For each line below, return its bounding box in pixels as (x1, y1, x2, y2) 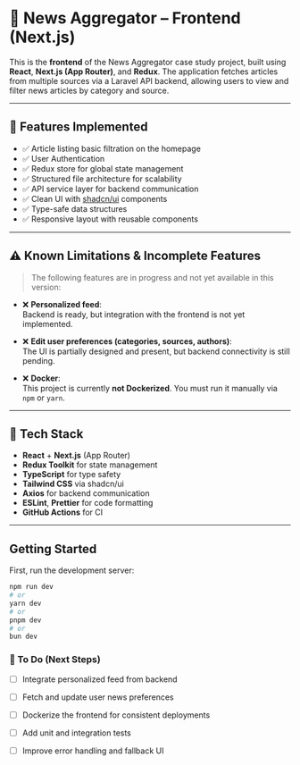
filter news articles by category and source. (9, 85, 170, 96)
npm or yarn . (21, 392, 65, 403)
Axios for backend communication (21, 488, 150, 499)
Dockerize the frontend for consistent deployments (21, 710, 211, 720)
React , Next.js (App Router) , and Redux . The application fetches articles (9, 66, 279, 77)
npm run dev (9, 583, 54, 592)
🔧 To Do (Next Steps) (9, 653, 101, 666)
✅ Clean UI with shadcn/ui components (21, 193, 168, 204)
